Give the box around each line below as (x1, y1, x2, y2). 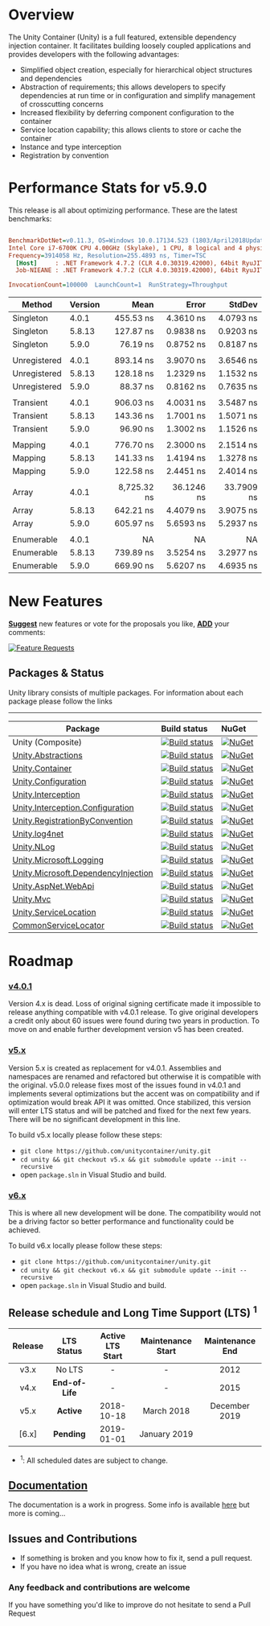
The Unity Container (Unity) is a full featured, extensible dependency (8, 32, 237, 42)
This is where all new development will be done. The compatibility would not (8, 1207, 261, 1217)
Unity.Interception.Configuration (12, 802, 134, 813)
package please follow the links (8, 696, 112, 706)
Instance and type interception (19, 142, 122, 151)
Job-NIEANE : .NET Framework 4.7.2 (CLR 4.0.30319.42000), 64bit (15, 266, 239, 274)
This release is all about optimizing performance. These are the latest (8, 205, 238, 215)
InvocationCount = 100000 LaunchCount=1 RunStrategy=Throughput (8, 281, 228, 289)
